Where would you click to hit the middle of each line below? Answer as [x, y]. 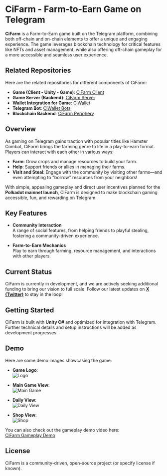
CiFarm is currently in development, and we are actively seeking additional [82, 284]
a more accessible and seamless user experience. [57, 55]
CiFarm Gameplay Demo [30, 435]
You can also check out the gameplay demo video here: [62, 430]
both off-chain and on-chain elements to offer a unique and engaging [77, 39]
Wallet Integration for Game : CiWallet [51, 103]
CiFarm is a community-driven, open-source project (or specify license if [80, 463]
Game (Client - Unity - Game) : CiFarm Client [58, 92]
